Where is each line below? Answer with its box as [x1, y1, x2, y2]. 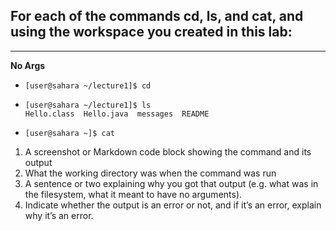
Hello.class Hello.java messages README [24, 109, 210, 119]
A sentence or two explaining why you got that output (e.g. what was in [24, 177, 319, 189]
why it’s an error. [24, 209, 94, 221]
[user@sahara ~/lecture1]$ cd [24, 80, 152, 91]
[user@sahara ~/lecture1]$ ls [24, 100, 152, 110]
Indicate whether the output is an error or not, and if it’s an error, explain [24, 199, 322, 211]
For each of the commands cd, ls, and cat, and [10, 8, 304, 25]
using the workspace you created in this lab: [10, 24, 293, 41]
